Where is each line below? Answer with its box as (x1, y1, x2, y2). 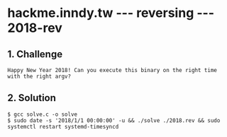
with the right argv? (7, 73, 72, 80)
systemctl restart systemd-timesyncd (7, 123, 119, 130)
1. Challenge (7, 48, 62, 60)
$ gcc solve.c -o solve (7, 111, 78, 118)
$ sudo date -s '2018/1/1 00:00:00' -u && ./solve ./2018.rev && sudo (7, 117, 221, 124)
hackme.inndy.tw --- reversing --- (7, 5, 215, 21)
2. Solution (7, 92, 57, 104)
